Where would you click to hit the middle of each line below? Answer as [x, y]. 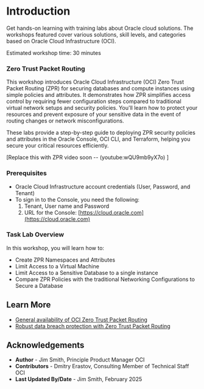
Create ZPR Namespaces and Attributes [65, 260]
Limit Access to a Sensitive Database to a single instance [86, 273]
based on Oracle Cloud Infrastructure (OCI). [62, 41]
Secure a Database [39, 285]
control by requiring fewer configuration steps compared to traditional [94, 101]
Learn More [29, 305]
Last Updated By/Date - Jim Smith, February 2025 [79, 379]
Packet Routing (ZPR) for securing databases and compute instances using [100, 88]
